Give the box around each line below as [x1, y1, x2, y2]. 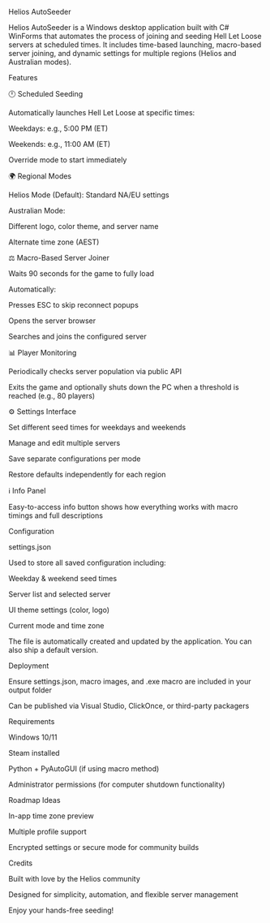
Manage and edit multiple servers [8, 438, 121, 447]
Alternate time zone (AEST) [8, 237, 100, 247]
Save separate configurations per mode [8, 454, 141, 464]
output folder [8, 685, 53, 695]
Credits [8, 858, 33, 868]
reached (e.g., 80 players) [8, 391, 96, 400]
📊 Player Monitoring [8, 348, 77, 357]
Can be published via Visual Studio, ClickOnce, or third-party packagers [8, 701, 250, 710]
